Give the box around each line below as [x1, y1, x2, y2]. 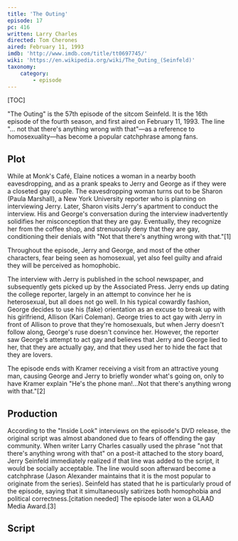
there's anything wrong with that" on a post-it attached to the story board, [7, 449, 224, 457]
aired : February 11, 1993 [7, 43, 84, 50]
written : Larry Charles [7, 30, 78, 38]
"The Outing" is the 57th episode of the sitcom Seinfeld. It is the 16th [7, 109, 208, 118]
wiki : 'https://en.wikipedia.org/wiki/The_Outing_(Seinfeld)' [7, 57, 195, 64]
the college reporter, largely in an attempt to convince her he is [7, 290, 192, 299]
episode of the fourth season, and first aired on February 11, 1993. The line [7, 117, 225, 126]
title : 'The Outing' [7, 10, 69, 18]
